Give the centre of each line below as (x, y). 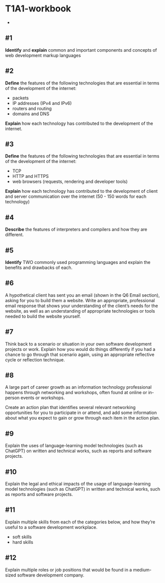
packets (20, 98)
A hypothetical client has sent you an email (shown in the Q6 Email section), (82, 295)
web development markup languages (43, 55)
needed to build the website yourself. (43, 316)
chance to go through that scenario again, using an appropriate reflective (80, 354)
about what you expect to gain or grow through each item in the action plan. (82, 418)
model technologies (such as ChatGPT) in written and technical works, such (82, 489)
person (12, 398)
